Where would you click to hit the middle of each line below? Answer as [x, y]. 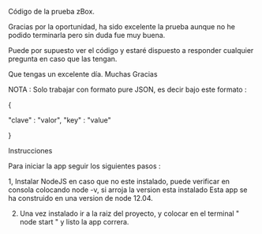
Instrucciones [30, 151]
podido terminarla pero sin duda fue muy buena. [87, 35]
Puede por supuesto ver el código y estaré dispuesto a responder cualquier [131, 50]
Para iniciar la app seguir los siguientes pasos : [84, 166]
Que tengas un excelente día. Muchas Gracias [83, 74]
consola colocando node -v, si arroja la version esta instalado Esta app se [128, 190]
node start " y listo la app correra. [74, 222]
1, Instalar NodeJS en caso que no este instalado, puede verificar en [119, 181]
